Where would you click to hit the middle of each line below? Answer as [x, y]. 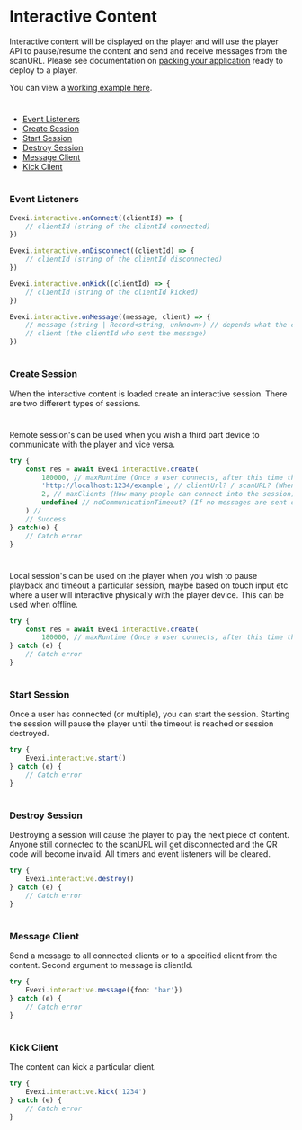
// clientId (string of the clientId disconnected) [124, 259]
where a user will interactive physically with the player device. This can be [147, 594]
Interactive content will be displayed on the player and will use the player [144, 41]
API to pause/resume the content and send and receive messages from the [148, 50]
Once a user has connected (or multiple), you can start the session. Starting [150, 714]
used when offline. [44, 604]
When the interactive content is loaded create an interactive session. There [148, 394]
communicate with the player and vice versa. [92, 444]
